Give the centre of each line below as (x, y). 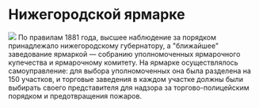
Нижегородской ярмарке (97, 15)
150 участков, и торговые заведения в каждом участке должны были (126, 79)
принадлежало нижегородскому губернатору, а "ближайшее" (114, 46)
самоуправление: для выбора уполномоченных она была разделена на (130, 71)
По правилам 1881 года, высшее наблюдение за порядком (117, 37)
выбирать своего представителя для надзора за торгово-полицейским (129, 88)
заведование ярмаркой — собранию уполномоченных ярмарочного (124, 54)
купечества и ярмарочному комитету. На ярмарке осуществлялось (124, 62)
